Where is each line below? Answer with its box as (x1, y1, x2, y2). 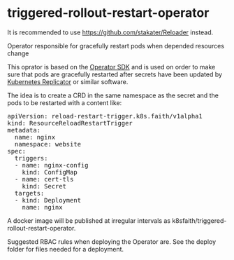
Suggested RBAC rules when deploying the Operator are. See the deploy (7, 237, 217, 246)
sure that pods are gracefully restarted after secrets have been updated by (7, 70, 222, 78)
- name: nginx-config (14, 161, 89, 169)
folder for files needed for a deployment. (7, 245, 124, 253)
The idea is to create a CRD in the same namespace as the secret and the (7, 91, 219, 100)
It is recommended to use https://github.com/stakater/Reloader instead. (7, 28, 214, 36)
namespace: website (14, 140, 82, 148)
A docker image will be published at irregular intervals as (7, 216, 171, 225)
